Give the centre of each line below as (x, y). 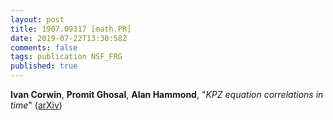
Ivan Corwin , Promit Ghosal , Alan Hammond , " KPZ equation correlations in (167, 94)
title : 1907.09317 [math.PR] (71, 29)
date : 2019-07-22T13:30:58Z (69, 38)
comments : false (44, 47)
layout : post (37, 19)
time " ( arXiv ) (36, 105)
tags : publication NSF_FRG (66, 57)
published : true (44, 66)
